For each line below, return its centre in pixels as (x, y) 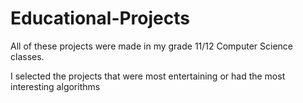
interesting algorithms (55, 86)
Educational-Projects (100, 18)
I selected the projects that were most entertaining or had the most (148, 76)
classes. (27, 56)
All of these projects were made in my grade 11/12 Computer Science (151, 46)
